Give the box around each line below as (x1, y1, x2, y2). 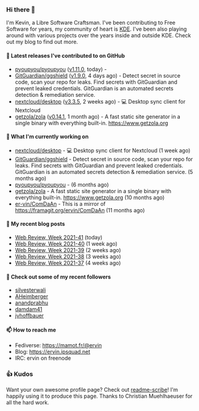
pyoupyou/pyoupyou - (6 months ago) (14, 181, 109, 188)
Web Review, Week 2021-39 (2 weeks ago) (14, 246, 121, 253)
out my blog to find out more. (6, 39, 79, 46)
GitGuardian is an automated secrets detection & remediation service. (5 (14, 168, 194, 175)
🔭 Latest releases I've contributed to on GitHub (6, 52, 125, 59)
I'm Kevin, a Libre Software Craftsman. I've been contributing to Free (6, 19, 176, 26)
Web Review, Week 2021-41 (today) (14, 233, 103, 241)
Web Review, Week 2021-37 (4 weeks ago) (14, 259, 121, 267)
